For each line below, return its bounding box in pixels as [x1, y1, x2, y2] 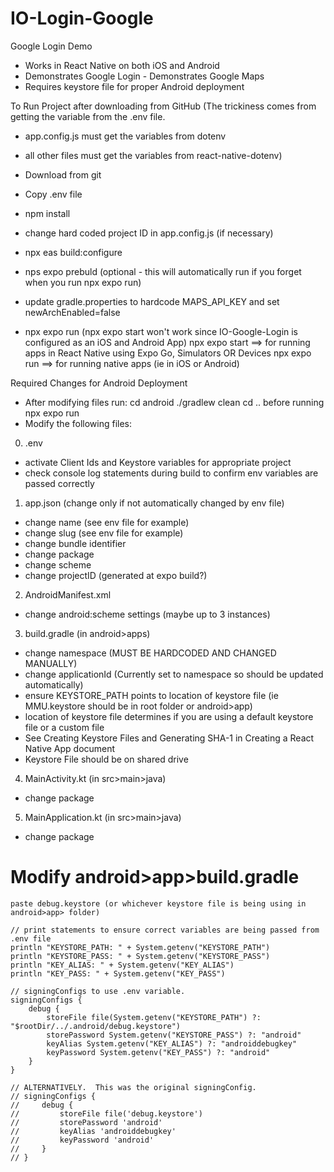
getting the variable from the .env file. [10, 110, 166, 122]
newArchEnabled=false [24, 306, 121, 318]
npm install [24, 207, 71, 219]
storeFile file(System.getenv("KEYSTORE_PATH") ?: [46, 1012, 262, 1022]
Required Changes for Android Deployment [10, 377, 188, 389]
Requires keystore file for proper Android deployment [24, 80, 245, 92]
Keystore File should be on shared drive [24, 753, 189, 765]
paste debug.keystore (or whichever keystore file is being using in [10, 898, 307, 909]
